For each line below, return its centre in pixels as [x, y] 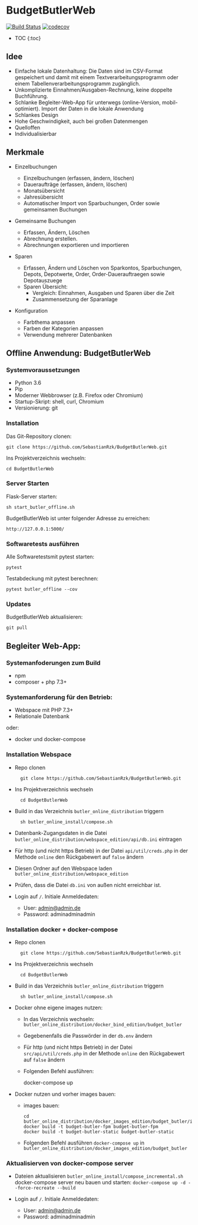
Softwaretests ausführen [43, 544]
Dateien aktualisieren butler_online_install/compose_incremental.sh [99, 1176]
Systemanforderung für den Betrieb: [60, 697]
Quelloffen [27, 127]
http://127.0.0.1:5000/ [35, 529]
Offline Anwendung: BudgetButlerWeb [79, 353]
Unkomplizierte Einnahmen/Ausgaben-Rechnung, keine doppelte [93, 90]
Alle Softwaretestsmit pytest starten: [50, 557]
